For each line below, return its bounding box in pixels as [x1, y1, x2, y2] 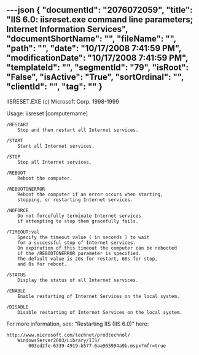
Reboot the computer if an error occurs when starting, [17, 191, 164, 197]
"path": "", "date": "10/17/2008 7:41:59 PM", [6, 43, 182, 54]
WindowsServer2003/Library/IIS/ [17, 337, 100, 343]
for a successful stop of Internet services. [17, 239, 136, 246]
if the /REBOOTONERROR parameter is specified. [17, 250, 141, 256]
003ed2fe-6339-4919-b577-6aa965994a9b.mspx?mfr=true [28, 343, 166, 349]
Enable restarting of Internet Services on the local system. [17, 293, 180, 299]
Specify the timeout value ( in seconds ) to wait [17, 234, 150, 240]
